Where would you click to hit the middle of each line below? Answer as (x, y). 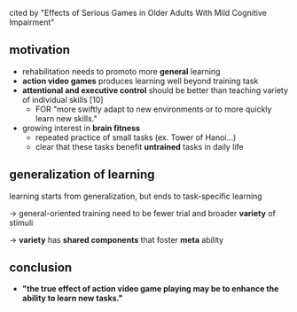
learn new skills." (66, 118)
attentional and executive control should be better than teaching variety (155, 90)
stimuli (21, 222)
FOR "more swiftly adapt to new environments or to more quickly (153, 109)
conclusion (41, 268)
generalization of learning (82, 175)
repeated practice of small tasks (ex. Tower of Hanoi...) (136, 137)
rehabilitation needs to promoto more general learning (121, 71)
